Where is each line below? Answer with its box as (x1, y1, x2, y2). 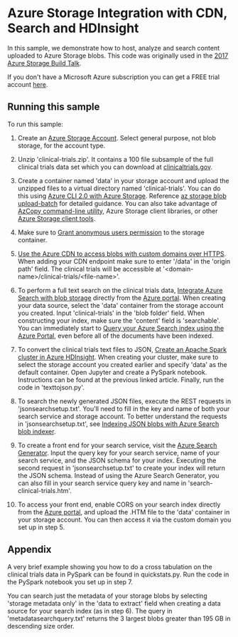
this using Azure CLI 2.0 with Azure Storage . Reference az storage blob (17, 191, 227, 200)
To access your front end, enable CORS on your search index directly (17, 500, 221, 509)
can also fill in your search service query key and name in (17, 479, 187, 487)
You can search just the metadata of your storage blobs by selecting (7, 591, 207, 600)
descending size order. (7, 621, 75, 630)
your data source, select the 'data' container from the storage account (17, 301, 224, 309)
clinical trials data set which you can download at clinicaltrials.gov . (17, 162, 213, 171)
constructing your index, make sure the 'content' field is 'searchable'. (17, 316, 220, 325)
